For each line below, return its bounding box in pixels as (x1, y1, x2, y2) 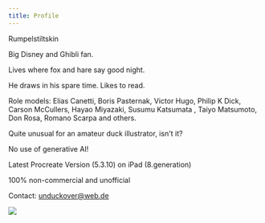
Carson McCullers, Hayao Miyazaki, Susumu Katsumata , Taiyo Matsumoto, (8, 104, 258, 114)
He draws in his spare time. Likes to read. (8, 80, 145, 90)
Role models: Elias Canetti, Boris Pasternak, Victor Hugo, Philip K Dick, (8, 95, 242, 105)
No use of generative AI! (8, 144, 89, 153)
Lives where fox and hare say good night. (8, 65, 145, 75)
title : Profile (8, 11, 59, 20)
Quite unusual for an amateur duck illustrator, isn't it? (8, 128, 183, 138)
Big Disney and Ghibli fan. (8, 49, 94, 59)
